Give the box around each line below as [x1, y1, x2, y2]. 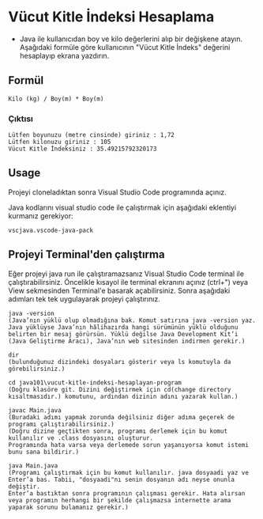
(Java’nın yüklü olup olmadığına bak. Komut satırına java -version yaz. [8, 316, 257, 324]
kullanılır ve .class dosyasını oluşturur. [8, 434, 154, 442]
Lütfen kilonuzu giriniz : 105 [8, 138, 111, 146]
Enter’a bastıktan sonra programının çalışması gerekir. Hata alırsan [8, 489, 246, 498]
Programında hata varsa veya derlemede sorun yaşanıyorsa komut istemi [8, 441, 249, 449]
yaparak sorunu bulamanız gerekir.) [8, 503, 129, 511]
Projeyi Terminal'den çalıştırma [8, 248, 165, 261]
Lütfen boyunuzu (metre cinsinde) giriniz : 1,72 [8, 131, 175, 139]
